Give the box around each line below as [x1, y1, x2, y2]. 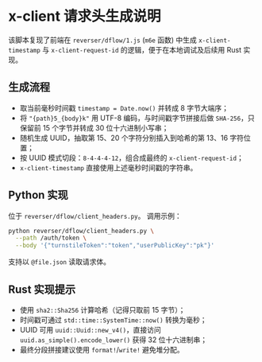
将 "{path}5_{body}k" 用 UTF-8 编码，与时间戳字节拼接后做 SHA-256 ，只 [19, 113, 256, 123]
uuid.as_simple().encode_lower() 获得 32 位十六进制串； [19, 335, 208, 344]
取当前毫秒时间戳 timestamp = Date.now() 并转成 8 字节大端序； [19, 103, 229, 112]
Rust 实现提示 [8, 282, 76, 296]
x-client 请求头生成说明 [8, 7, 161, 25]
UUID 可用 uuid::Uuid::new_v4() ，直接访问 [19, 325, 161, 334]
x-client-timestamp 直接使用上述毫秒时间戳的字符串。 [19, 162, 198, 172]
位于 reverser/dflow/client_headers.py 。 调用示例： [8, 211, 182, 220]
